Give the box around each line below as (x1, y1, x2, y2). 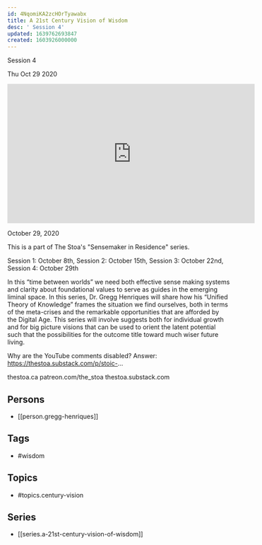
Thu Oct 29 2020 (7, 70, 58, 79)
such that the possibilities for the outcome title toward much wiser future (7, 331, 219, 339)
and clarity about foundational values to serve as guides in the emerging (7, 285, 218, 294)
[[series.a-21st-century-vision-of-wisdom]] (17, 530, 143, 539)
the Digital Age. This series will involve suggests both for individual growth (7, 316, 224, 324)
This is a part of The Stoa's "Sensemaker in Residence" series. (7, 243, 190, 251)
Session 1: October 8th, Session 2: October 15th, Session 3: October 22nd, (7, 256, 224, 265)
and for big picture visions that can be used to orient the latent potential (7, 323, 216, 331)
